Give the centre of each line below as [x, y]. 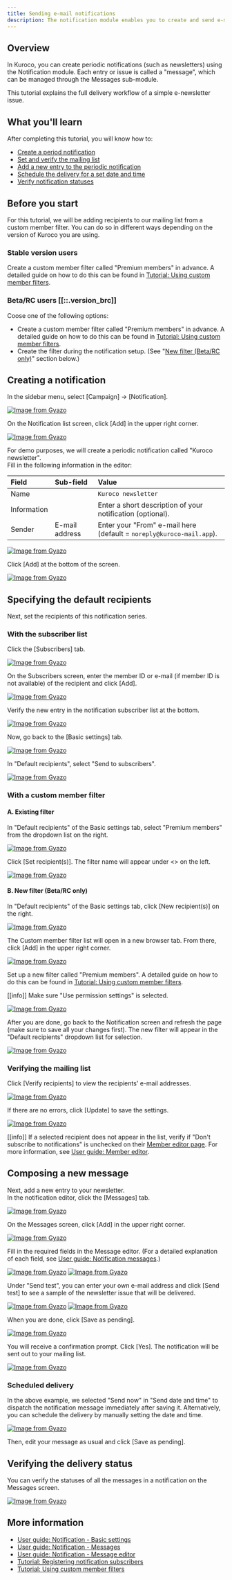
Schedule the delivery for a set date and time [81, 175]
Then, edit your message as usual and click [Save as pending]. [96, 1442]
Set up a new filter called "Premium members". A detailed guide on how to [113, 975]
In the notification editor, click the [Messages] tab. [79, 1197]
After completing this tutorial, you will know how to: [80, 139]
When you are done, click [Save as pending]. [71, 1320]
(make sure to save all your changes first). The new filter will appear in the [113, 1029]
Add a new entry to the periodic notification [79, 167]
